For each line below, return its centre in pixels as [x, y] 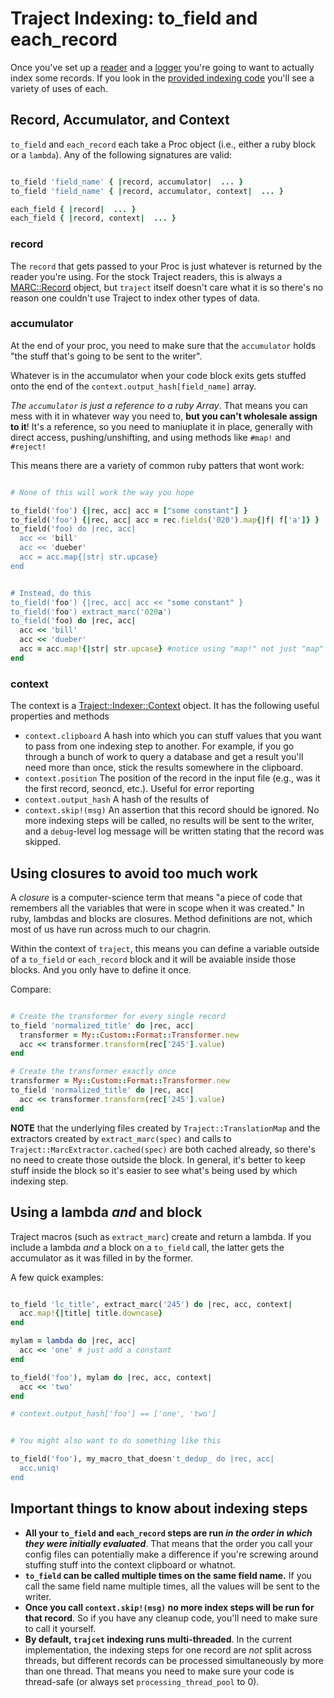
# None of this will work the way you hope [102, 492]
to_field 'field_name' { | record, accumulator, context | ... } [147, 191]
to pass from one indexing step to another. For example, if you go [159, 746]
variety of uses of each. [59, 88]
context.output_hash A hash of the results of [117, 799]
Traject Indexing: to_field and [134, 18]
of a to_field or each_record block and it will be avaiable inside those [153, 959]
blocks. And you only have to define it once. [101, 969]
